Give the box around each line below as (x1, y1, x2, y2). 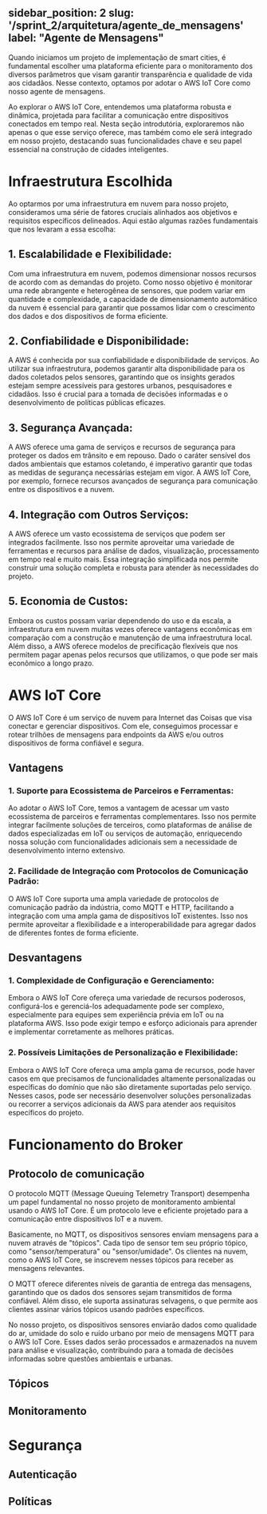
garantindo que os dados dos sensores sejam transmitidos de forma (8, 1287, 233, 1297)
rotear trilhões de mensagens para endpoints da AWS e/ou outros (8, 729, 225, 739)
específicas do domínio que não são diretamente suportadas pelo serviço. (8, 1082, 253, 1091)
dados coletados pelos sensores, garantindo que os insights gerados (8, 372, 235, 382)
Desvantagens (8, 951, 82, 965)
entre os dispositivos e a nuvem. (8, 485, 115, 495)
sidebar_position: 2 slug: (8, 6, 134, 20)
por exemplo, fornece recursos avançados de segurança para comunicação (8, 476, 258, 486)
